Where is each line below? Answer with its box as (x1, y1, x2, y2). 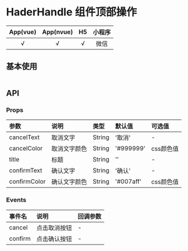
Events (6, 196, 27, 204)
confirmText (9, 166, 42, 174)
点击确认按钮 (36, 235, 72, 243)
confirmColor (9, 177, 46, 186)
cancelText (9, 133, 40, 141)
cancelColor (9, 144, 43, 153)
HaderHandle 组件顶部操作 (6, 5, 137, 19)
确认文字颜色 (51, 178, 87, 186)
